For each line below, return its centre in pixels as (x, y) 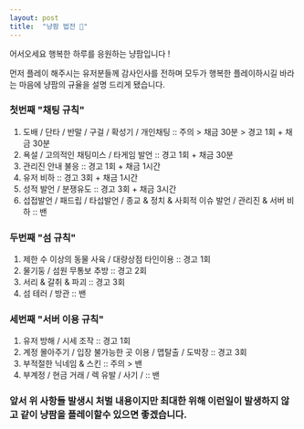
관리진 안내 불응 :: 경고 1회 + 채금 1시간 (92, 166)
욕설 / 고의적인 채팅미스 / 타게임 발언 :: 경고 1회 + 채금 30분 (128, 154)
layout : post (34, 18)
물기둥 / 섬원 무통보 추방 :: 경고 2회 (85, 271)
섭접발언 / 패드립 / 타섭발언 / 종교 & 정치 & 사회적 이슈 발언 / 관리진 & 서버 (153, 200)
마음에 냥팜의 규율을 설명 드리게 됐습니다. (92, 84)
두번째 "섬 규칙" (43, 237)
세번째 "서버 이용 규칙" (57, 319)
